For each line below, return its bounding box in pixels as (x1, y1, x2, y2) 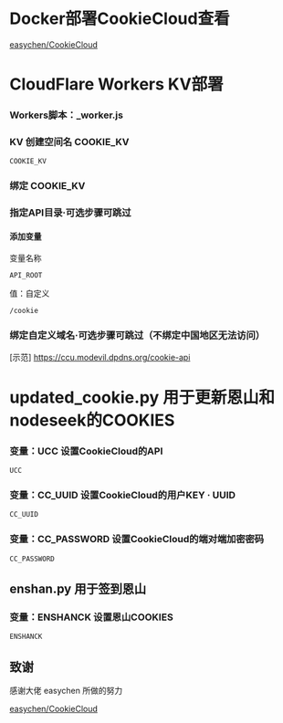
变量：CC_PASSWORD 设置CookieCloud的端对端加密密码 (9, 533, 265, 546)
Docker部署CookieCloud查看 (9, 8, 230, 29)
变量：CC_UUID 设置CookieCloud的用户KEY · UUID (9, 489, 236, 502)
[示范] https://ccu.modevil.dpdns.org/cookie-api (9, 351, 191, 362)
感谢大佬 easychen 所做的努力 (9, 686, 123, 697)
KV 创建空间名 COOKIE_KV (9, 135, 130, 148)
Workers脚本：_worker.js (9, 109, 123, 121)
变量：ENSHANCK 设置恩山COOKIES (9, 611, 173, 623)
